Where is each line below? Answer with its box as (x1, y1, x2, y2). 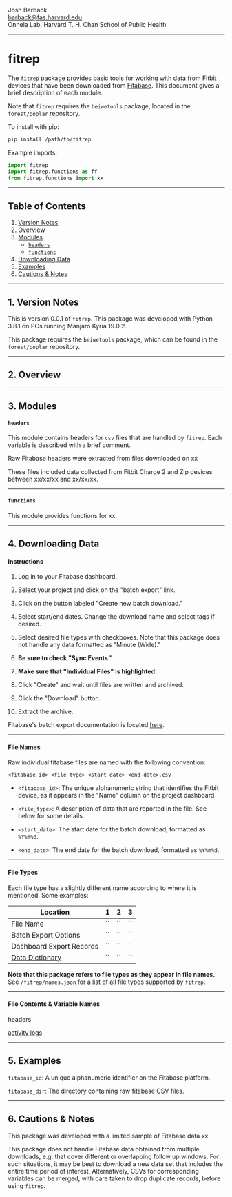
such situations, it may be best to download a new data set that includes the (8, 1159, 223, 1168)
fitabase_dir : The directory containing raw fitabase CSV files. (8, 1087, 184, 1095)
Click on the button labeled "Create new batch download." (17, 600, 183, 608)
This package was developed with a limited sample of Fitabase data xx (8, 1131, 209, 1140)
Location (40, 907, 70, 917)
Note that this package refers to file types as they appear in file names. (8, 970, 215, 978)
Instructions (8, 557, 44, 565)
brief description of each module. (8, 88, 103, 97)
